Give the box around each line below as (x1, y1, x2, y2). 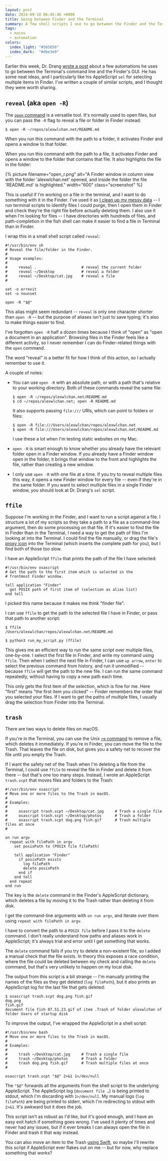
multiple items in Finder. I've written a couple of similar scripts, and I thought (5, 79, 162, 85)
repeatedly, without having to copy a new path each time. (5, 673, 123, 679)
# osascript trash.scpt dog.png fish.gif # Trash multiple (5, 817, 151, 822)
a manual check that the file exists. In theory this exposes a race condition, (5, 953, 159, 959)
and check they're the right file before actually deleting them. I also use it (5, 207, 156, 213)
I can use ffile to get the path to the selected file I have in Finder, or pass (5, 610, 157, 616)
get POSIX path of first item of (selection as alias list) (9, 587, 137, 592)
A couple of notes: (5, 370, 43, 376)
